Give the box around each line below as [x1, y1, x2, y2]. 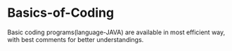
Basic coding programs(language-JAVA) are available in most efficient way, [7, 28, 226, 36]
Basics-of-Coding [7, 5, 115, 21]
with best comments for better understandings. [7, 35, 144, 43]
